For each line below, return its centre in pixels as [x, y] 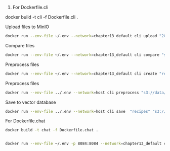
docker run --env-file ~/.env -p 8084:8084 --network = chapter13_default [83, 144]
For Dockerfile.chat [25, 121]
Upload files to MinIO [27, 27]
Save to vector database [31, 102]
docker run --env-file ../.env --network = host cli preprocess [72, 93]
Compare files [20, 45]
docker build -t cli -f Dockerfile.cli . [42, 17]
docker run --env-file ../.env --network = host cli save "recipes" [78, 111]
